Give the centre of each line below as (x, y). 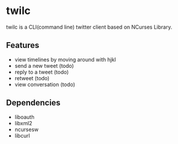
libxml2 (23, 123)
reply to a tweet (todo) (42, 72)
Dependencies (33, 103)
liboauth (24, 117)
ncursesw (27, 129)
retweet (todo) (32, 78)
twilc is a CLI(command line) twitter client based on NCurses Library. (89, 27)
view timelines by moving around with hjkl (65, 59)
